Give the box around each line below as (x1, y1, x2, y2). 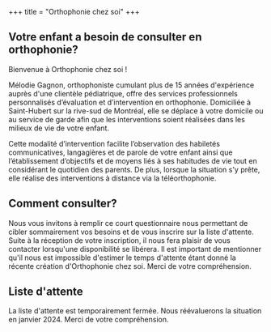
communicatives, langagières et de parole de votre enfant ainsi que (8, 147, 233, 157)
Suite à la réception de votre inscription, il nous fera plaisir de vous (8, 235, 231, 245)
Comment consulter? (8, 197, 117, 211)
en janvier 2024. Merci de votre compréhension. (8, 315, 169, 325)
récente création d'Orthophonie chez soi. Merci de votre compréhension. (8, 261, 252, 270)
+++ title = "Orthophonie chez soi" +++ (8, 7, 140, 16)
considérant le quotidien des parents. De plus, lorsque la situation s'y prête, (8, 164, 260, 174)
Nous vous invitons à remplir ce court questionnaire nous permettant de (8, 218, 248, 228)
